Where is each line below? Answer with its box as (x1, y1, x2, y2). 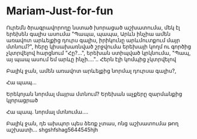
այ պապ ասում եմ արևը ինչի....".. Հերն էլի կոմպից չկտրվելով (6, 55, 177, 63)
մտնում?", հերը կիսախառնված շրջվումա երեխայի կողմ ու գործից (6, 43, 192, 50)
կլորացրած (6, 97, 38, 104)
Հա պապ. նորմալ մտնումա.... (6, 108, 89, 115)
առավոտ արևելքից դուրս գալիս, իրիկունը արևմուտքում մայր (6, 36, 180, 44)
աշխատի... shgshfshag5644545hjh (6, 126, 98, 133)
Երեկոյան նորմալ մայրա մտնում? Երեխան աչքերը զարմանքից (6, 90, 183, 97)
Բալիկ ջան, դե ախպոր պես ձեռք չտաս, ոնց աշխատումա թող (6, 119, 179, 126)
